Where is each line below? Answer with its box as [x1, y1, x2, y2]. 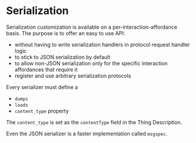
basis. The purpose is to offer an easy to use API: [6, 29, 125, 36]
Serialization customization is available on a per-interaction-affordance [6, 23, 178, 30]
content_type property [14, 107, 69, 114]
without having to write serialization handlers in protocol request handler [14, 41, 190, 48]
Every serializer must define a [6, 83, 78, 90]
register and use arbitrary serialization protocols [14, 72, 131, 79]
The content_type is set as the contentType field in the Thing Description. [6, 118, 183, 125]
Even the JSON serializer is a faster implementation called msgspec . [6, 130, 168, 137]
